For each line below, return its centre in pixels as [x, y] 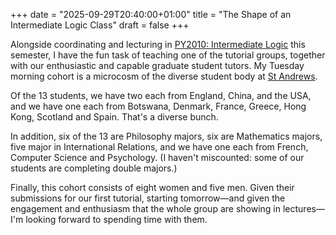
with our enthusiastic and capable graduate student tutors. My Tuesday [157, 65]
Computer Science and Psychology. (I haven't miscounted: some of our [157, 157]
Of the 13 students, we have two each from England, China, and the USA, [161, 95]
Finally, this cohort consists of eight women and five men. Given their [152, 187]
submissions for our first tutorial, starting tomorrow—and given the [148, 198]
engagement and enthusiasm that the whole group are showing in [146, 208]
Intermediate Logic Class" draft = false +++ [100, 25]
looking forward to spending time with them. [116, 219]
